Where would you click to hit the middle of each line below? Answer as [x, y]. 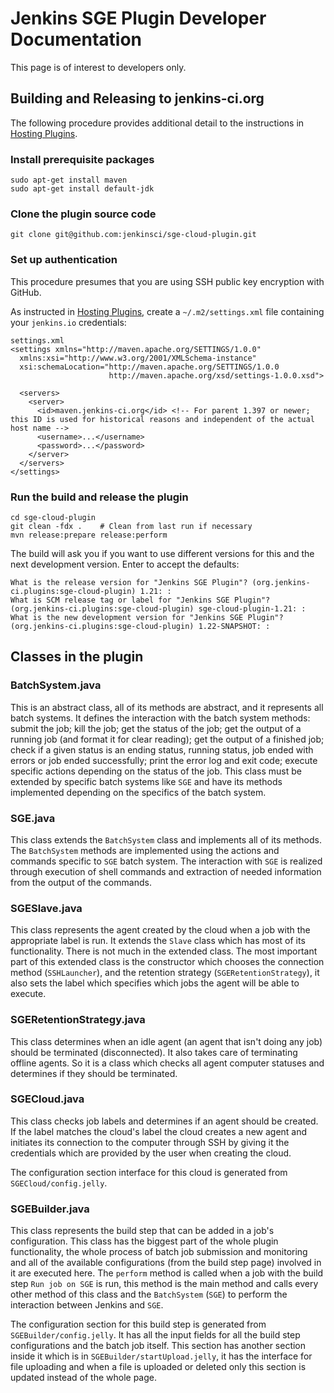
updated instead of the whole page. [84, 1378]
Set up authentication [64, 260]
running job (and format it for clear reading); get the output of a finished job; [167, 739]
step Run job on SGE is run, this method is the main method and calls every [164, 1284]
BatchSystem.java [56, 685]
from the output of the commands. [81, 882]
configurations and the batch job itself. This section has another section [158, 1346]
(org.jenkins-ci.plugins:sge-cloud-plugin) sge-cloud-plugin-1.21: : [158, 608]
